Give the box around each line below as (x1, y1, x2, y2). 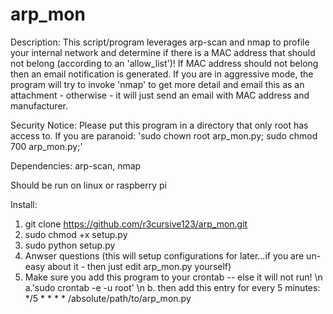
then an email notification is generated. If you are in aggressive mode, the (10, 68, 314, 80)
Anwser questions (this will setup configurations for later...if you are (24, 249, 305, 262)
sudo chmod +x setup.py (24, 228, 128, 240)
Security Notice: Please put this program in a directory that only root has (10, 119, 309, 131)
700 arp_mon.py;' (10, 140, 83, 152)
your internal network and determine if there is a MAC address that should (10, 46, 316, 58)
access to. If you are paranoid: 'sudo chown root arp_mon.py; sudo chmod (10, 129, 318, 142)
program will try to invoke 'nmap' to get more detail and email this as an (10, 78, 305, 90)
